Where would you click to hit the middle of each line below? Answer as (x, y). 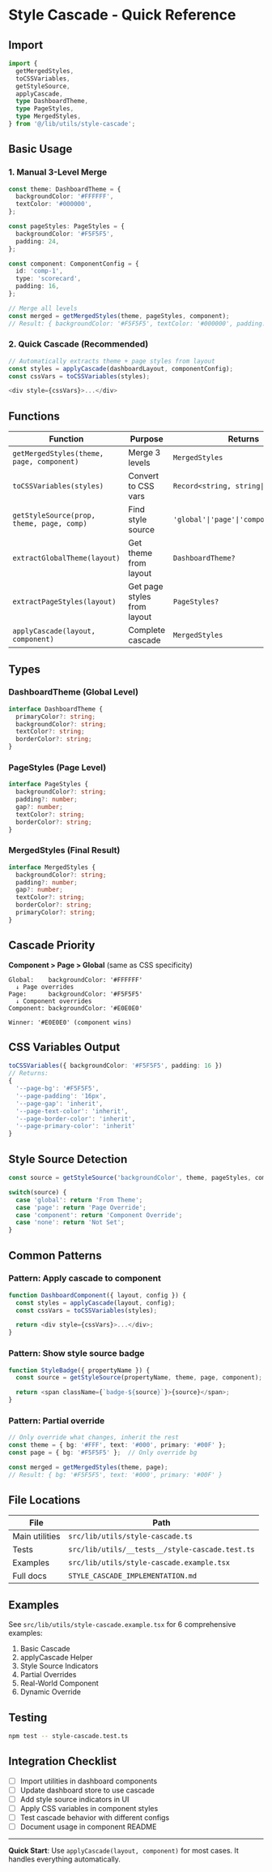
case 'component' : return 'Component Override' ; (99, 1215)
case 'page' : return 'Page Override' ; (81, 1207)
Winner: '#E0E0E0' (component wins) (70, 1022)
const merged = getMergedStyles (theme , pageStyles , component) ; (119, 316)
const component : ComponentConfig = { (74, 264)
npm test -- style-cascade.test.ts (68, 1736)
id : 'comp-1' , (39, 271)
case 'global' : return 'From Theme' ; (79, 1200)
